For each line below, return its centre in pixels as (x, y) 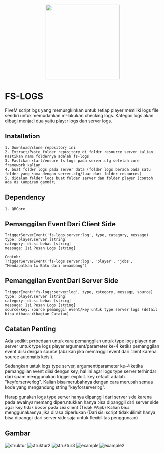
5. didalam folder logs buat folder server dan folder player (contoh (79, 178)
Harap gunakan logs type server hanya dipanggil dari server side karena (78, 397)
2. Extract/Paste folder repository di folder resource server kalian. (80, 152)
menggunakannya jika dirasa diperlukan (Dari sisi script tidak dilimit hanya (80, 412)
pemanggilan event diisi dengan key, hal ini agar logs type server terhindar (81, 371)
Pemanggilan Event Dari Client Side (60, 224)
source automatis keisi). (29, 357)
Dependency (25, 198)
